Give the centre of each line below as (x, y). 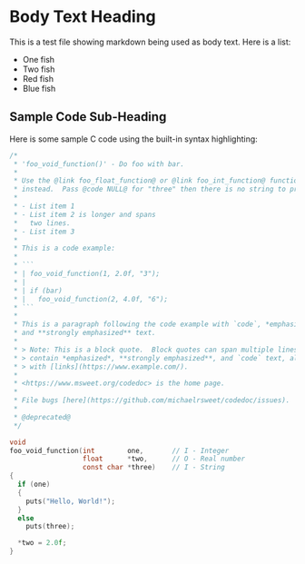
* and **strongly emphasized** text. (84, 333)
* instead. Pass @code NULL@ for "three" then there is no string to (149, 189)
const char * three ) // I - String (153, 468)
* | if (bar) (38, 291)
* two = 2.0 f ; (42, 543)
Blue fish (39, 88)
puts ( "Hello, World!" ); (71, 501)
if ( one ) (34, 484)
